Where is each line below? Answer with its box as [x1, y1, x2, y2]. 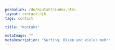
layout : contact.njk [5, 12, 47, 16]
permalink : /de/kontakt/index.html [5, 7, 77, 12]
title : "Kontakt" [5, 25, 40, 29]
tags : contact [5, 16, 34, 21]
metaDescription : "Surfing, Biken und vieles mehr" [5, 38, 111, 43]
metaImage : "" [5, 33, 34, 38]
